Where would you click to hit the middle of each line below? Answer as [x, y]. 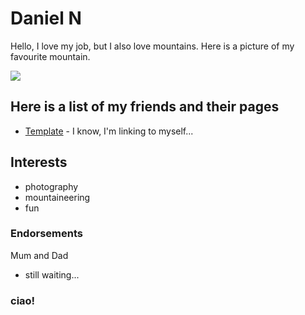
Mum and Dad [39, 255]
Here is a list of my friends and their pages [145, 107]
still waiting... [52, 274]
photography [51, 186]
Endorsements [46, 234]
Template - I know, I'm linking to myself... [109, 131]
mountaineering [57, 197]
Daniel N [46, 18]
